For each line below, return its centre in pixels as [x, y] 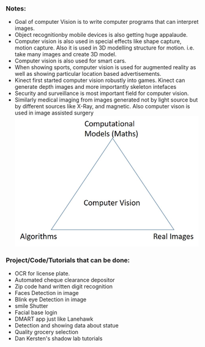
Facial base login [36, 313]
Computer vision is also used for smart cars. [70, 61]
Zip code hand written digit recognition [64, 286]
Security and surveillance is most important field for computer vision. [102, 94]
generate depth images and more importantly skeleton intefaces [95, 87]
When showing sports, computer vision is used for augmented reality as [105, 67]
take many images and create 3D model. [65, 54]
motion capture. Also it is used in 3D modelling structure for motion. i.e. [104, 48]
